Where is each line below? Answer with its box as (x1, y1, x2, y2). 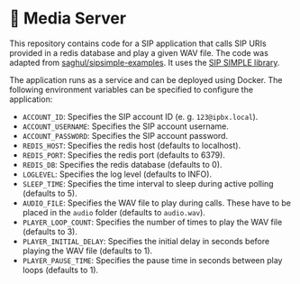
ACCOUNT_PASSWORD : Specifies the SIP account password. (22, 130, 228, 141)
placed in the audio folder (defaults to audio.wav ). (22, 206, 205, 217)
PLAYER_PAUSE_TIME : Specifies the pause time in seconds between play (22, 254, 283, 265)
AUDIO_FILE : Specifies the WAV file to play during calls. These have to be (22, 197, 291, 208)
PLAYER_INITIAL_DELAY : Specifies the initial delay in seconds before (22, 235, 270, 246)
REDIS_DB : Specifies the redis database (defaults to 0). (22, 159, 223, 169)
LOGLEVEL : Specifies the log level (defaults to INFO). (22, 169, 213, 179)
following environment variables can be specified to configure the (9, 84, 254, 95)
